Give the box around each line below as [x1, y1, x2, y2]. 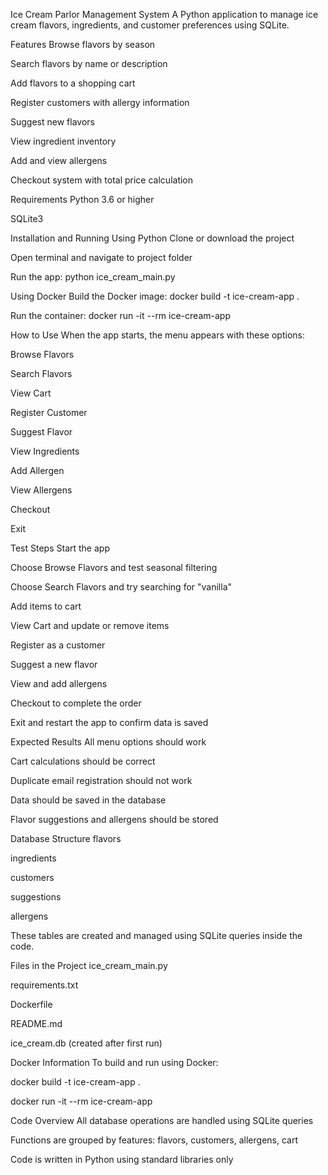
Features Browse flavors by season [10, 39, 156, 50]
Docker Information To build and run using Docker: [10, 1057, 219, 1068]
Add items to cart [10, 600, 82, 612]
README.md [10, 1018, 63, 1029]
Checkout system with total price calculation [10, 174, 194, 186]
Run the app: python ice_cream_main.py [10, 271, 176, 283]
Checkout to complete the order [10, 697, 142, 709]
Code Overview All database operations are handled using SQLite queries [10, 1115, 314, 1126]
